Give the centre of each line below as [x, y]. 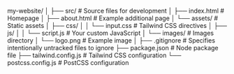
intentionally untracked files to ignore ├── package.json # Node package [113, 48]
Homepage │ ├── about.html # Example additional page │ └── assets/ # [113, 18]
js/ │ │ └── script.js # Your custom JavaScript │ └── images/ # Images [111, 33]
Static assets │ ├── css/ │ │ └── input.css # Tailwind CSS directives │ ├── [117, 25]
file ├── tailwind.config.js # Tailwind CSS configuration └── [94, 55]
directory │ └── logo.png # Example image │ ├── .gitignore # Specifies [111, 40]
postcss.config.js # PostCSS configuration [68, 62]
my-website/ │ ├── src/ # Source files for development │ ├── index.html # [116, 11]
